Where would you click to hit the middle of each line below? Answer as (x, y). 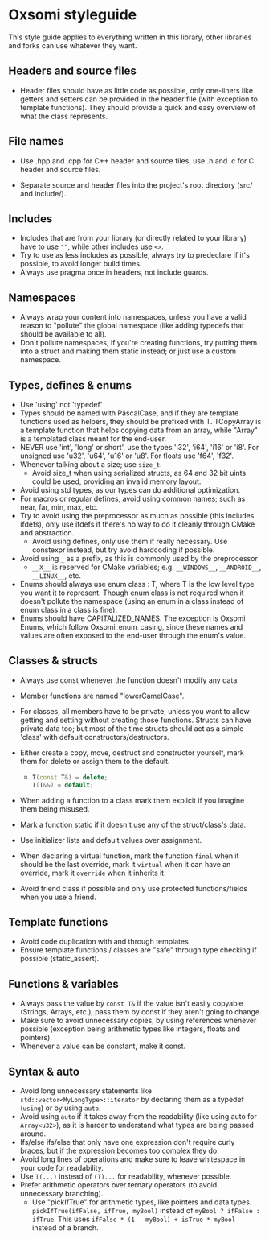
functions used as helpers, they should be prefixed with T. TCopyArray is (141, 421)
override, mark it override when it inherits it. (93, 873)
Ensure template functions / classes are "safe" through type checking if (138, 950)
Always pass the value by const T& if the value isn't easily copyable (131, 1003)
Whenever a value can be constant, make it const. (103, 1046)
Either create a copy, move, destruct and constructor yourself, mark (132, 752)
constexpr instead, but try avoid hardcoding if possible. (123, 550)
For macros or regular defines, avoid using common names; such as (132, 498)
